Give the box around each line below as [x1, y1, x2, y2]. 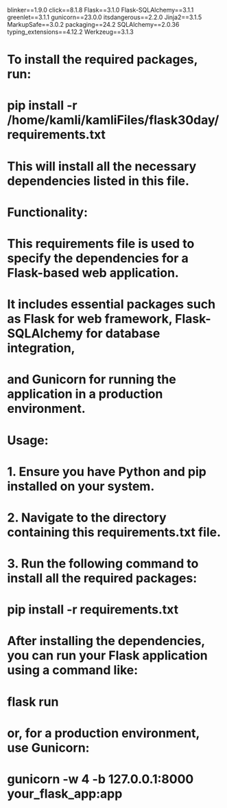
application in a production [7, 386, 163, 402]
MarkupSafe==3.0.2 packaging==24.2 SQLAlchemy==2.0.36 [7, 21, 180, 28]
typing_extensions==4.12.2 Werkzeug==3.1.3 [7, 27, 134, 36]
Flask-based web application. [7, 265, 180, 280]
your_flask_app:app [7, 786, 123, 801]
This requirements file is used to [7, 236, 195, 251]
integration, [7, 340, 75, 356]
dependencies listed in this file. [7, 173, 190, 188]
